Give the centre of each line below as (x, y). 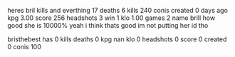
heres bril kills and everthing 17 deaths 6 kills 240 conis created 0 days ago (117, 10)
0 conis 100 (24, 47)
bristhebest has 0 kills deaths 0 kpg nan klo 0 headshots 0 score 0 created (117, 39)
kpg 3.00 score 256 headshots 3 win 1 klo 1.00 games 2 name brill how (111, 18)
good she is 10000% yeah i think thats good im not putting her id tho (108, 25)
